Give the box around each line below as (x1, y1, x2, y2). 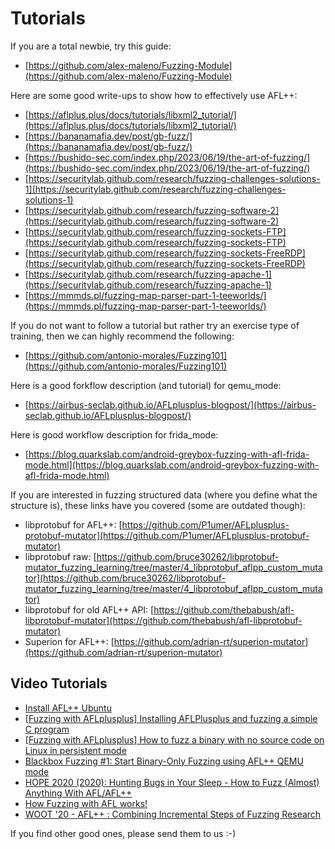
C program (24, 723, 70, 735)
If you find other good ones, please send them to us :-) (10, 827, 237, 839)
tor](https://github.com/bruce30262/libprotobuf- (24, 572, 226, 584)
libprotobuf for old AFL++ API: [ (24, 603, 155, 616)
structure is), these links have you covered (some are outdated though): (10, 499, 306, 511)
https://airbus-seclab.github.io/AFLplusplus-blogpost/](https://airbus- (28, 398, 317, 411)
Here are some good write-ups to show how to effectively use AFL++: (10, 89, 298, 101)
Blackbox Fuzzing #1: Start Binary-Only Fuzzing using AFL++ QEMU (24, 755, 304, 767)
